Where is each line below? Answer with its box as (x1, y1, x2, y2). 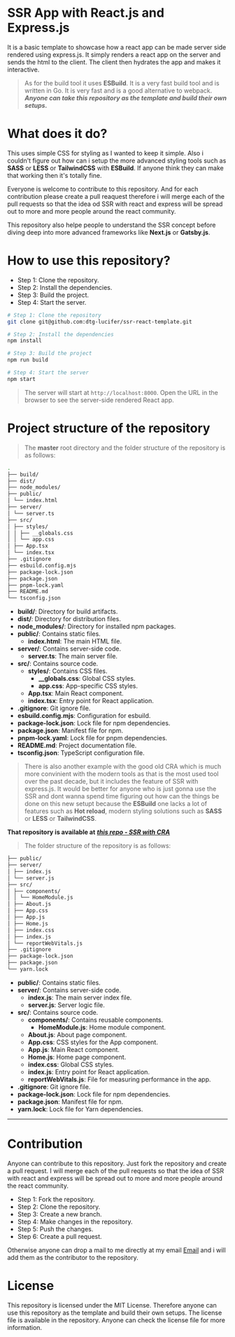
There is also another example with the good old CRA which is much (24, 762, 222, 771)
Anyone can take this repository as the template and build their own (24, 93, 227, 102)
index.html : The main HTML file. (27, 637, 122, 646)
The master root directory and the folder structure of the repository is (24, 443, 226, 452)
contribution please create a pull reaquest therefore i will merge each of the (7, 192, 225, 200)
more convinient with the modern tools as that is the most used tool (24, 770, 219, 778)
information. (7, 1323, 43, 1331)
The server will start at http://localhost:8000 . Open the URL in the (24, 388, 218, 396)
